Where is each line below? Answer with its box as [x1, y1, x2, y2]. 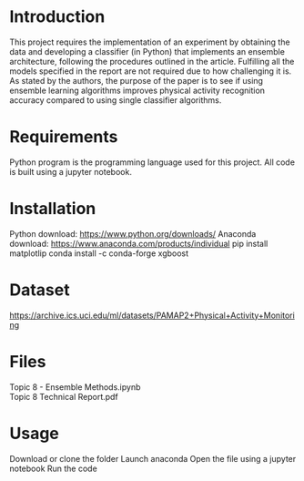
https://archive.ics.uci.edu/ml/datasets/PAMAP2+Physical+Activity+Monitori [9, 310, 296, 321]
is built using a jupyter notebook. [9, 166, 132, 177]
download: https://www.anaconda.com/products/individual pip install [9, 238, 269, 249]
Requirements [9, 127, 118, 148]
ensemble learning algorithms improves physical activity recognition [9, 85, 266, 96]
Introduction [9, 6, 106, 27]
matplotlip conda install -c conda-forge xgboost [9, 248, 189, 259]
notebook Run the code [9, 463, 97, 474]
